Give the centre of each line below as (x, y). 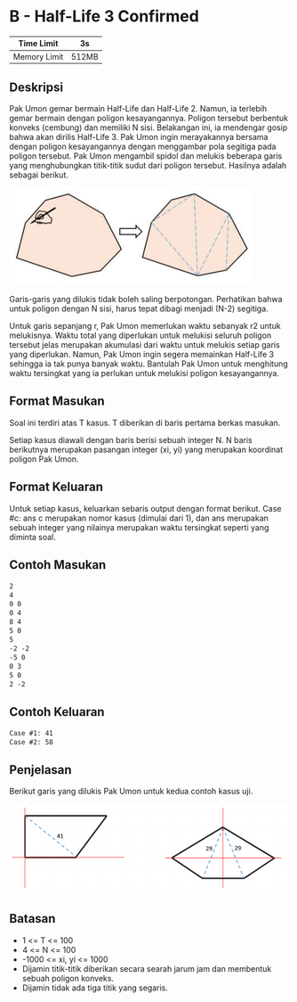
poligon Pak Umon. (44, 459)
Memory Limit (38, 56)
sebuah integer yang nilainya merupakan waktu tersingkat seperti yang (139, 527)
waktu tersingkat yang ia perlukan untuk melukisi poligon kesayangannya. (144, 373)
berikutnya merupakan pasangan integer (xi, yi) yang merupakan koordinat (146, 449)
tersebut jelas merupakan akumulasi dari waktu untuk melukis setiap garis (144, 345)
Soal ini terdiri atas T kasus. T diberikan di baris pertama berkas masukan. (145, 423)
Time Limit (38, 44)
